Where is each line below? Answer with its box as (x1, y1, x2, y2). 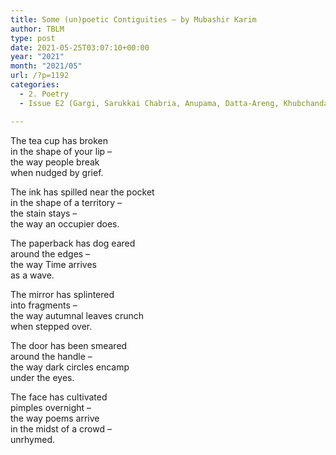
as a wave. (10, 269, 55, 281)
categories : (10, 80, 60, 90)
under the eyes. (10, 371, 75, 383)
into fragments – (10, 299, 78, 311)
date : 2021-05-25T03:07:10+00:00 (10, 42, 150, 53)
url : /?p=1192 (10, 71, 70, 81)
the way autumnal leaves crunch (10, 309, 145, 321)
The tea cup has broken (10, 134, 109, 146)
